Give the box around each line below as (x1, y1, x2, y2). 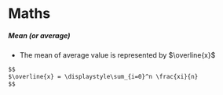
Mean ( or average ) (8, 30, 71, 40)
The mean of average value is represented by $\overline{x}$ (19, 51, 216, 60)
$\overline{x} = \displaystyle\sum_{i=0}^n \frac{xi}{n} (8, 73, 199, 81)
